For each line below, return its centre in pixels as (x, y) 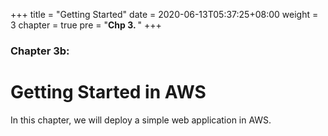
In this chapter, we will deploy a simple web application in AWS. (141, 120)
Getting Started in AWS (108, 92)
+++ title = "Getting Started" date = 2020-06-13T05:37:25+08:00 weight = (164, 14)
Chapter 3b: (40, 51)
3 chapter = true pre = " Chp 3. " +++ (86, 25)
